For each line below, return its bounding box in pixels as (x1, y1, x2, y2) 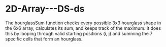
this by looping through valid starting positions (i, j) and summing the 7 (5, 30, 153, 36)
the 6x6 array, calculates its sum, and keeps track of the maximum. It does (5, 25, 161, 31)
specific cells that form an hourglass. (5, 36, 83, 42)
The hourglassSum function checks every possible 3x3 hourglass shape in (5, 20, 161, 26)
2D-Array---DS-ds (5, 3, 85, 15)
